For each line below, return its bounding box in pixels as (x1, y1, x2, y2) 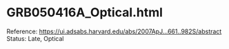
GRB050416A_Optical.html (6, 5, 163, 20)
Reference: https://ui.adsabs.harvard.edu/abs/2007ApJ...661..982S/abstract (6, 27, 222, 35)
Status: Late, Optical (6, 34, 64, 42)
